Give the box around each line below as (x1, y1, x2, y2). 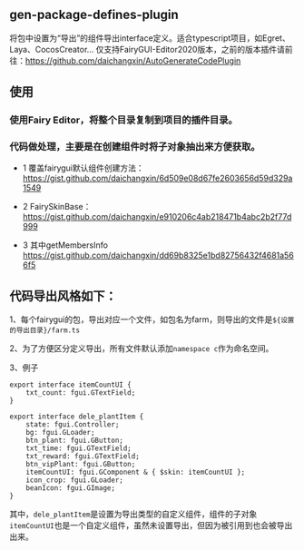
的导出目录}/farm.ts (9, 326, 80, 335)
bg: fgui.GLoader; (25, 428, 95, 437)
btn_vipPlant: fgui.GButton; (25, 460, 136, 469)
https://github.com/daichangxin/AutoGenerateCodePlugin (25, 54, 241, 66)
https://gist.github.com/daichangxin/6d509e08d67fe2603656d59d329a (22, 172, 293, 184)
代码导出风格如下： (9, 288, 117, 303)
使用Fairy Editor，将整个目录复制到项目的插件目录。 (9, 113, 238, 126)
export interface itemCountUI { (9, 380, 132, 389)
